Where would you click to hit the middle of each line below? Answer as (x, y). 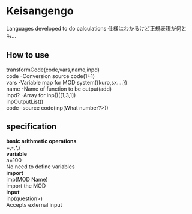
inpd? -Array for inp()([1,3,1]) (41, 95)
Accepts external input (34, 204)
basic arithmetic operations (41, 141)
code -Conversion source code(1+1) (50, 76)
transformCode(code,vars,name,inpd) (53, 70)
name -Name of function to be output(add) (59, 89)
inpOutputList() (25, 101)
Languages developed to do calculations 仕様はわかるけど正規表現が (91, 28)
